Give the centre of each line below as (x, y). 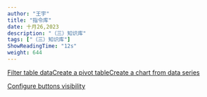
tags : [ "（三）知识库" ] (39, 40)
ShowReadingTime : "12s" (42, 46)
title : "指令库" (30, 20)
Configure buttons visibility (46, 86)
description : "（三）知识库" (47, 33)
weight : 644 (25, 53)
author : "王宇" (29, 14)
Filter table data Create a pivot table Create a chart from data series (103, 72)
